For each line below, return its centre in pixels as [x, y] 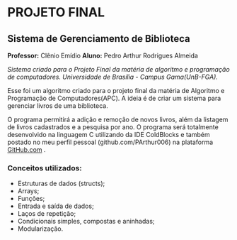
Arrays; [28, 191]
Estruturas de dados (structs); [61, 184]
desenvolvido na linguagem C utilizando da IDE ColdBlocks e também [109, 135]
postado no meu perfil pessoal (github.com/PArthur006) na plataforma [110, 142]
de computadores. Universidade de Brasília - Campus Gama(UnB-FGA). [112, 77]
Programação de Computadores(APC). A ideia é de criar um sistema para [114, 98]
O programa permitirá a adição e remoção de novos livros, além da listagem [118, 119]
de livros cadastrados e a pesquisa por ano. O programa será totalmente [113, 127]
